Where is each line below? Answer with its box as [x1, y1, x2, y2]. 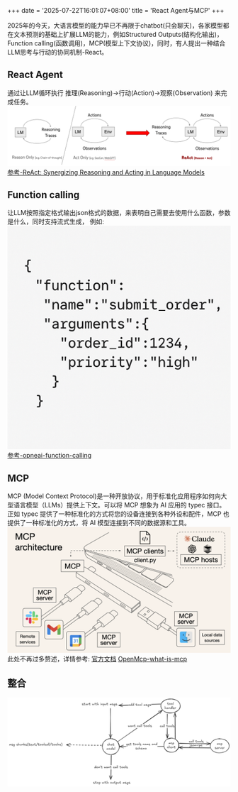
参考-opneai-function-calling [7, 451, 92, 460]
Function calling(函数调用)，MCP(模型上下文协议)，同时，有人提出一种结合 [7, 39, 226, 48]
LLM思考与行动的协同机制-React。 [7, 48, 108, 56]
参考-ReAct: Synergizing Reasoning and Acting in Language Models [7, 167, 205, 176]
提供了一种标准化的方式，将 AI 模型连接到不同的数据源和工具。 [7, 519, 191, 527]
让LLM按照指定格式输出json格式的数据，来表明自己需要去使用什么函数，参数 [7, 209, 231, 217]
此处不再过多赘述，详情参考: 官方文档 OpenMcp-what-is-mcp [7, 654, 188, 663]
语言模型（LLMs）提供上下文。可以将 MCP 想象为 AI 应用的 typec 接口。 [13, 501, 226, 510]
